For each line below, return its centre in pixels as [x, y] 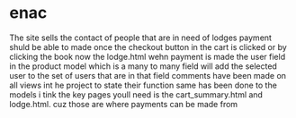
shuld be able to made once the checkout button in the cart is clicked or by [148, 46]
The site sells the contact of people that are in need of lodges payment [141, 38]
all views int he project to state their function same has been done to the [143, 85]
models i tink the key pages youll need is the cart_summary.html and [136, 94]
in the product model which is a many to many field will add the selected [143, 66]
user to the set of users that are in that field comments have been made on [148, 75]
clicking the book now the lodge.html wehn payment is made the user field [148, 56]
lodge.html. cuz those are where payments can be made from [124, 104]
